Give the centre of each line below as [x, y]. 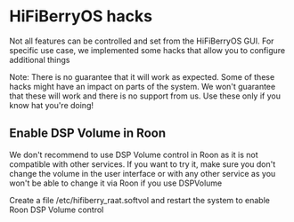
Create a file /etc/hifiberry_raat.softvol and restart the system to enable [139, 200]
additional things [40, 59]
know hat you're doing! [51, 105]
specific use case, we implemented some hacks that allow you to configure [147, 50]
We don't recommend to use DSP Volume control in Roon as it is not [134, 155]
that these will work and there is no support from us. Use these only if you [145, 96]
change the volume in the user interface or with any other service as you [143, 173]
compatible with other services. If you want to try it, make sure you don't [143, 164]
